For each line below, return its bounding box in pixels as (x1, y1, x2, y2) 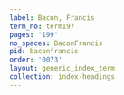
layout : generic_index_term (9, 64, 116, 73)
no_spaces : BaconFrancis (9, 38, 103, 48)
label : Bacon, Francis (9, 13, 95, 23)
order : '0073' (9, 55, 63, 64)
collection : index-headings (9, 72, 116, 81)
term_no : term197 (9, 22, 75, 31)
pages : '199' (9, 30, 59, 39)
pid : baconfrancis (9, 47, 79, 56)
